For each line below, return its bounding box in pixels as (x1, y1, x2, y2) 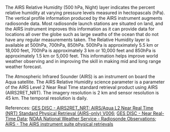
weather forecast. (5, 63, 42, 70)
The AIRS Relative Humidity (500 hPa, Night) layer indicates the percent (5, 5, 155, 10)
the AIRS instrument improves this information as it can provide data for (5, 26, 155, 32)
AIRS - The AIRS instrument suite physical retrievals (5, 121, 114, 127)
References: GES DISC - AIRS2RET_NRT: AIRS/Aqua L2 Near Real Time (5, 105, 154, 111)
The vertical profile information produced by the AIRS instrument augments (5, 15, 162, 21)
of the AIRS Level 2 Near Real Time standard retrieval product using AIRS (5, 84, 158, 90)
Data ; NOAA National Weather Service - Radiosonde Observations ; (17, 116, 156, 121)
